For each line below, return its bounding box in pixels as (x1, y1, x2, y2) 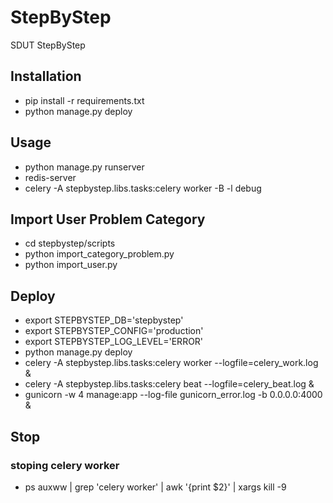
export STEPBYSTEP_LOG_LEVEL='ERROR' (24, 336, 204, 348)
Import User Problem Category (10, 211, 206, 228)
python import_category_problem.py (24, 248, 175, 260)
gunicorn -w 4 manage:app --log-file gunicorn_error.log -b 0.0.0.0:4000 (24, 389, 323, 401)
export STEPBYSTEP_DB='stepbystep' (24, 314, 184, 326)
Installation (10, 68, 82, 85)
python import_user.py (24, 259, 118, 271)
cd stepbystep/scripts (24, 237, 116, 250)
